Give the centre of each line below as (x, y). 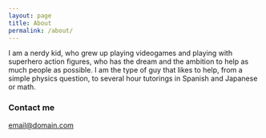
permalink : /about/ (41, 30)
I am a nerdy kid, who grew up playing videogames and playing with (121, 53)
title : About (30, 23)
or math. (22, 87)
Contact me (32, 108)
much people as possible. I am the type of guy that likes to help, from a (125, 70)
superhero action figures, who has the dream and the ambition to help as (129, 61)
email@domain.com (41, 125)
